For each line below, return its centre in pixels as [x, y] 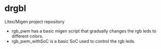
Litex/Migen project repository [34, 22]
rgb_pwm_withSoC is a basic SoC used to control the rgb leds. [73, 41]
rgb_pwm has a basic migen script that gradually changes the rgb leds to [84, 31]
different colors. [27, 36]
